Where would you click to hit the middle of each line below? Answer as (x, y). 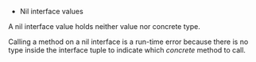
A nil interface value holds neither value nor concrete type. (104, 26)
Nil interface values (51, 11)
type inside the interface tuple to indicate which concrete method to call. (127, 50)
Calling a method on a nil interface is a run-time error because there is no (128, 42)
